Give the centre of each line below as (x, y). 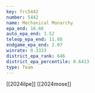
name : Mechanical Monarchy (40, 23)
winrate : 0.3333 (26, 51)
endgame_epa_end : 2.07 (34, 45)
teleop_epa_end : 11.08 (34, 39)
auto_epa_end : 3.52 (30, 34)
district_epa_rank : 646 (36, 56)
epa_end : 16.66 (25, 28)
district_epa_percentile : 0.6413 (48, 61)
